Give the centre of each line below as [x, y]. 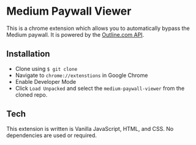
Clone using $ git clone [46, 69]
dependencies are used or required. [51, 135]
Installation [28, 54]
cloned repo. [31, 95]
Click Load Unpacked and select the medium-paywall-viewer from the [100, 88]
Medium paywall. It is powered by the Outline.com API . [75, 34]
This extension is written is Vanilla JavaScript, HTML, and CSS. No [90, 128]
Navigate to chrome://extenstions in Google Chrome [81, 75]
